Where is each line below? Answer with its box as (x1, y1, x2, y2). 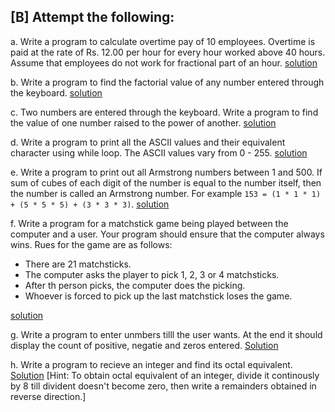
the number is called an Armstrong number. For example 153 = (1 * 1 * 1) (10, 187, 322, 199)
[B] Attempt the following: (10, 9, 175, 26)
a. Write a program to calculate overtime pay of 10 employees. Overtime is (10, 35, 316, 47)
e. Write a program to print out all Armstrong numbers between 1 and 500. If (10, 166, 323, 178)
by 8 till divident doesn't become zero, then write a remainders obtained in (10, 380, 317, 392)
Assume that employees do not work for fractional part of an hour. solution (10, 56, 318, 69)
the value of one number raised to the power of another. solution (10, 116, 277, 129)
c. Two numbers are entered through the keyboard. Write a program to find (10, 106, 319, 118)
